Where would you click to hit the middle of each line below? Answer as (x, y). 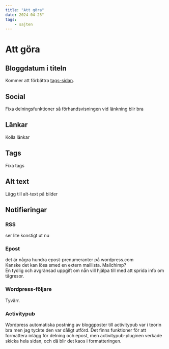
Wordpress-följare (29, 289)
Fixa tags (15, 165)
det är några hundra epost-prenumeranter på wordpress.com (69, 260)
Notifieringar (26, 210)
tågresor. (15, 276)
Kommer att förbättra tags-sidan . (40, 81)
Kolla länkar (18, 137)
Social (15, 97)
